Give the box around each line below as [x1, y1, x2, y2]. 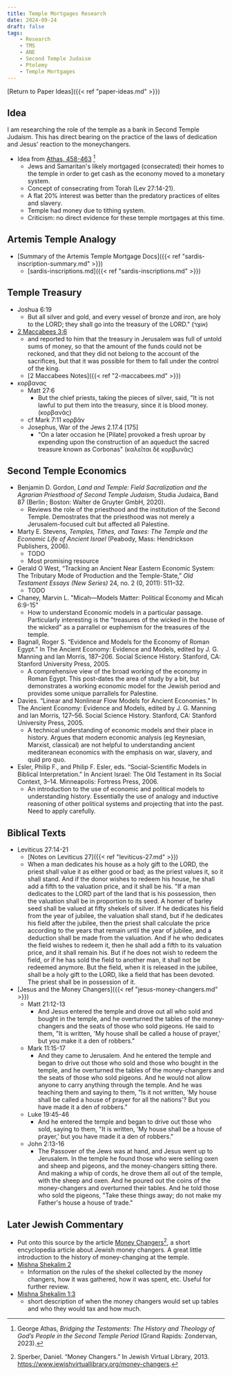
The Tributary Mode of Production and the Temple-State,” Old [17, 572, 193, 580]
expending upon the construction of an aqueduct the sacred [37, 438, 209, 446]
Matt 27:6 [27, 386, 55, 395]
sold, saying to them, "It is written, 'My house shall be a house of [37, 1125, 222, 1133]
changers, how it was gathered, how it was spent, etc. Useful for [27, 1275, 212, 1283]
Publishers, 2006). [17, 542, 70, 550]
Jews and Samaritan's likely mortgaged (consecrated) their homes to [27, 162, 224, 170]
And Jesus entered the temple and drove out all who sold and [37, 1007, 213, 1016]
